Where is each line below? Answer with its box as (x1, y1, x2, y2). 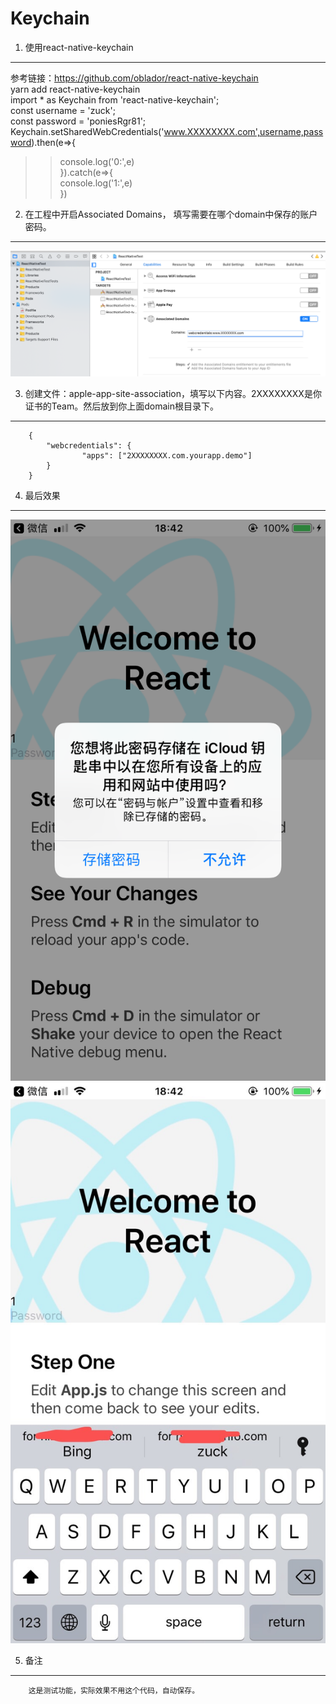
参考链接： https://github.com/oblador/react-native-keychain (10, 72, 259, 84)
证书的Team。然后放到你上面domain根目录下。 (24, 400, 219, 412)
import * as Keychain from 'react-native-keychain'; (10, 93, 220, 106)
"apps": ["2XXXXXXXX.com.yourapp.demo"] (81, 451, 253, 461)
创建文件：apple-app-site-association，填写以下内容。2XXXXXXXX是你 (24, 388, 322, 400)
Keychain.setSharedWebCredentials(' (10, 125, 165, 137)
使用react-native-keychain (24, 41, 134, 53)
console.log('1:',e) (59, 177, 133, 189)
